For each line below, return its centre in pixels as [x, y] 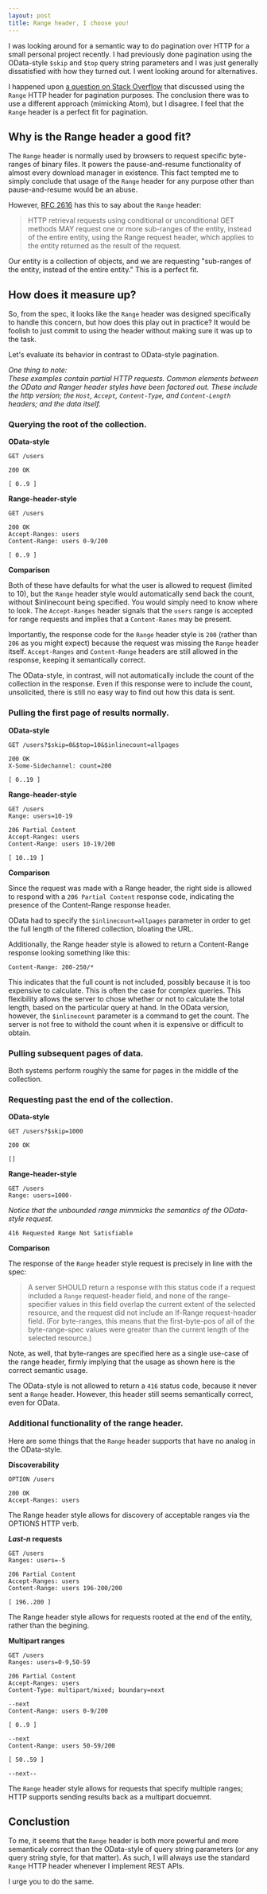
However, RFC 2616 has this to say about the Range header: [105, 205]
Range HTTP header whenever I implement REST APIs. [97, 1866]
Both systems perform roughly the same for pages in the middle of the [124, 1071]
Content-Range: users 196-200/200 [66, 1588]
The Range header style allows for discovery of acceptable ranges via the [129, 1515]
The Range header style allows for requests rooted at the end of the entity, [130, 1616]
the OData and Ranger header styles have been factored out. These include [133, 387]
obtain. [20, 1033]
